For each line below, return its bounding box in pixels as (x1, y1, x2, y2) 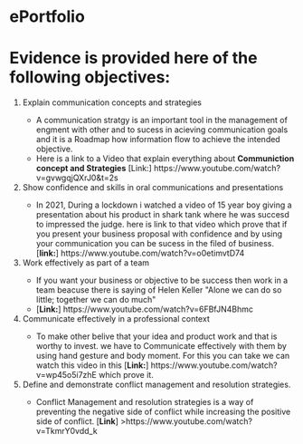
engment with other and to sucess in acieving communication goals (35, 124, 289, 135)
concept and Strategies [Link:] (35, 163, 152, 174)
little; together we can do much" (35, 294, 156, 305)
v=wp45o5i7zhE (35, 370, 97, 381)
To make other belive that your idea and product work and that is (35, 331, 278, 342)
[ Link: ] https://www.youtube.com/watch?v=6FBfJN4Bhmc (35, 304, 253, 314)
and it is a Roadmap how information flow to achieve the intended (35, 134, 280, 145)
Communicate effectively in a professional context (22, 314, 210, 324)
